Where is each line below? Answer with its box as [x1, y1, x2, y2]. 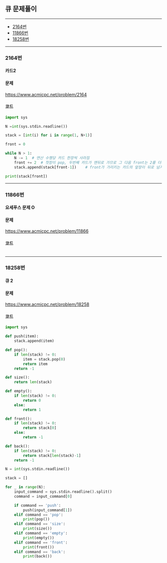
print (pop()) [23, 517, 50, 522]
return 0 [23, 398, 41, 403]
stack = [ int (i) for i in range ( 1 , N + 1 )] [5, 133, 92, 138]
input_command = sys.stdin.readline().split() [14, 489, 112, 495]
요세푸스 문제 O [5, 204, 35, 210]
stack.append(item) [14, 339, 55, 344]
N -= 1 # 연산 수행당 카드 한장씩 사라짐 [14, 156, 90, 161]
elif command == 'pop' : [14, 512, 64, 517]
